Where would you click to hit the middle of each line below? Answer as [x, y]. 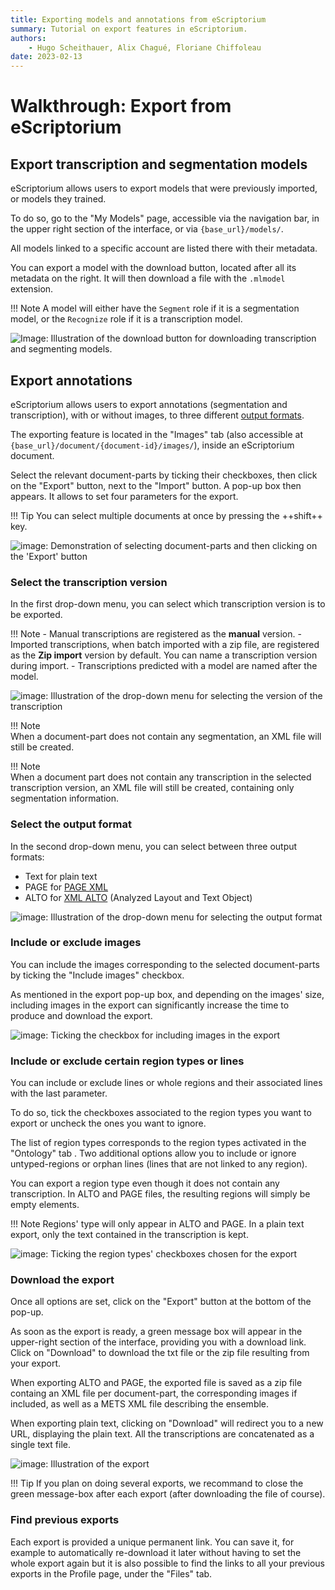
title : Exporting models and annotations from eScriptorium [138, 19]
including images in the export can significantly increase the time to [150, 1005]
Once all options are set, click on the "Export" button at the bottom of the [161, 1302]
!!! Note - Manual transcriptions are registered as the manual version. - [156, 634]
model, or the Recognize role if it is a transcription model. [126, 319]
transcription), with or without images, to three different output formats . [157, 415]
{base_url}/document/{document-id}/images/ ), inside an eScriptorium [152, 445]
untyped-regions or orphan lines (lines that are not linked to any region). [159, 1164]
